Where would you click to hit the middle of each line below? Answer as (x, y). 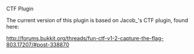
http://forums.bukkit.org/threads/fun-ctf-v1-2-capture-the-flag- (85, 38)
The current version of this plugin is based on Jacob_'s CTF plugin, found (97, 20)
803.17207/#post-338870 (38, 45)
